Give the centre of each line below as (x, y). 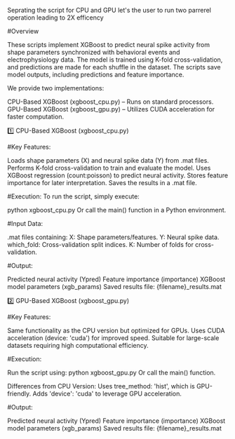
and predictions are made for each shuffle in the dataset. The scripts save (114, 67)
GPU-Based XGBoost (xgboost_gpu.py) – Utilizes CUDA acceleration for (111, 109)
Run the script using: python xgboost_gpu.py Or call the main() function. (112, 372)
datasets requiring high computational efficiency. (78, 345)
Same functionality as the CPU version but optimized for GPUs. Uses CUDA (116, 330)
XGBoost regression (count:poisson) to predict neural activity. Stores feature (118, 175)
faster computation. (36, 116)
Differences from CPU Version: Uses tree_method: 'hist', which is (101, 386)
